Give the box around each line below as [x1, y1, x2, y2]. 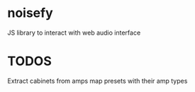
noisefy [7, 5, 53, 21]
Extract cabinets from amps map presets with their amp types [7, 76, 188, 85]
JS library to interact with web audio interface [7, 28, 141, 37]
